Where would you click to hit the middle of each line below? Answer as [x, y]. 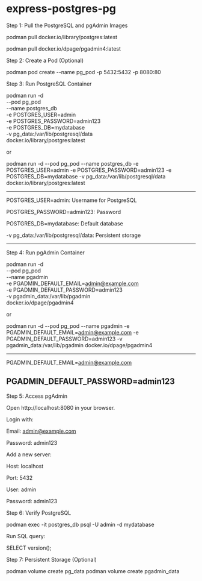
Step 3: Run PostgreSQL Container [49, 84]
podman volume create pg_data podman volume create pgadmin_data [93, 571]
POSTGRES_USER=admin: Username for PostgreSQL [72, 200]
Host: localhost [25, 466]
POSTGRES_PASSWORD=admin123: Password [64, 212]
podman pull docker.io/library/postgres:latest [62, 37]
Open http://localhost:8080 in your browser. [61, 407]
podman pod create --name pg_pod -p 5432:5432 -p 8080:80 [84, 72]
